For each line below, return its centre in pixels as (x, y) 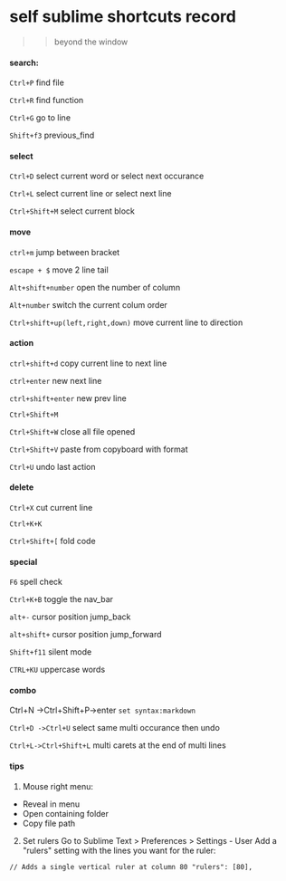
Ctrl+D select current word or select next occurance (107, 176)
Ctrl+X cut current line (51, 507)
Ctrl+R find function (47, 101)
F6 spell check (36, 582)
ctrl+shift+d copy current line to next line (88, 363)
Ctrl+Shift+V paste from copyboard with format (99, 449)
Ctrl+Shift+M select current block (72, 211)
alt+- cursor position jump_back (70, 617)
